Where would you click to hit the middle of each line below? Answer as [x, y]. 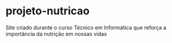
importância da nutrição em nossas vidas [56, 33]
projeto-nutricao [48, 11]
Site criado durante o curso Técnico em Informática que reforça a [86, 27]
